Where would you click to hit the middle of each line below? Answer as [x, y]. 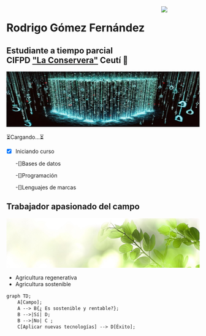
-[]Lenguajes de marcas [46, 187]
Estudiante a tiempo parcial [60, 51]
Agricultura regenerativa [46, 277]
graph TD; [19, 296]
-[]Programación [36, 175]
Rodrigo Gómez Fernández [76, 28]
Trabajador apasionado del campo [73, 207]
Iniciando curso [35, 151]
